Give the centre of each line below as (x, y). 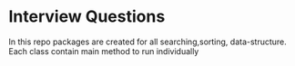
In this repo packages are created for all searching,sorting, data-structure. (148, 42)
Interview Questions (87, 17)
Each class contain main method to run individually (104, 51)
